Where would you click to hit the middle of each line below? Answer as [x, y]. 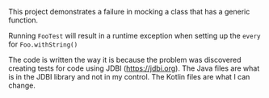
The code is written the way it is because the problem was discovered [125, 60]
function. [23, 20]
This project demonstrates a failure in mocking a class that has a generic [129, 12]
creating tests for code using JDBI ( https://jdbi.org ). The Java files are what [134, 68]
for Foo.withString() [43, 44]
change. [22, 85]
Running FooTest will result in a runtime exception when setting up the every [134, 36]
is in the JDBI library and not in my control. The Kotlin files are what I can [129, 77]
